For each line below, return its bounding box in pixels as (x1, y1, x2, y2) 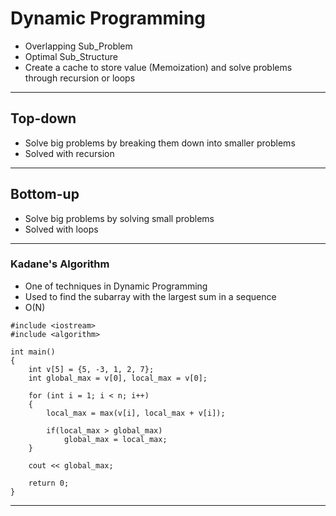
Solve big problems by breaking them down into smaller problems (24, 137, 296, 149)
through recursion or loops (24, 72, 136, 84)
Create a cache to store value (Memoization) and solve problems (24, 61, 293, 73)
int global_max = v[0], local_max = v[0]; (28, 373, 208, 383)
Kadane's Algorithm (10, 257, 110, 271)
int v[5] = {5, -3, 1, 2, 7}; (28, 364, 155, 374)
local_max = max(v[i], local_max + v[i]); (46, 408, 226, 418)
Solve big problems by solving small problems (24, 212, 215, 224)
